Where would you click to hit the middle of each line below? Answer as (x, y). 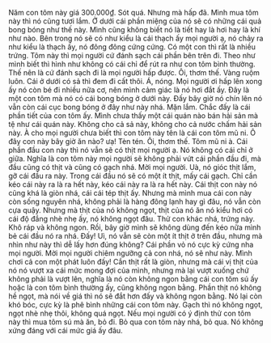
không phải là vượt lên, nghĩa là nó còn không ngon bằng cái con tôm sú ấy (133, 279)
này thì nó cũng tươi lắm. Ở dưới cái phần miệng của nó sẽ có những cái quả (135, 21)
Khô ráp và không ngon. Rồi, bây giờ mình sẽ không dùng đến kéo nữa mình (135, 227)
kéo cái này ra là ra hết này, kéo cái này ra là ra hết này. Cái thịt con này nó (133, 184)
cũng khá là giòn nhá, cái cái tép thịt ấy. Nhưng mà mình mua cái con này (130, 193)
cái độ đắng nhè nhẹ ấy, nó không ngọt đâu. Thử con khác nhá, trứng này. (132, 219)
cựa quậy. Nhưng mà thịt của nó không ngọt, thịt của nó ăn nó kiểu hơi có (131, 210)
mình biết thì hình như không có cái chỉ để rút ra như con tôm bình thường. (132, 64)
